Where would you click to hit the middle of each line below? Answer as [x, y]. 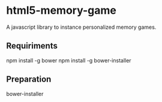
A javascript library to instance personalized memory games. [81, 27]
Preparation [29, 79]
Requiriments [32, 46]
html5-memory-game [61, 10]
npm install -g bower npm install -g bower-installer [69, 60]
